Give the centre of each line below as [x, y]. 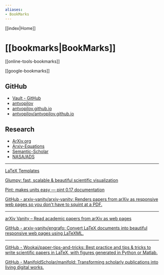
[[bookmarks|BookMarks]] [61, 48]
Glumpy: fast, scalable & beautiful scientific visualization [62, 180]
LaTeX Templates [22, 171]
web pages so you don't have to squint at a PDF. [54, 204]
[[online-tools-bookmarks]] [32, 61]
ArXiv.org [21, 141]
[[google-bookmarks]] [27, 71]
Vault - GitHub [27, 98]
